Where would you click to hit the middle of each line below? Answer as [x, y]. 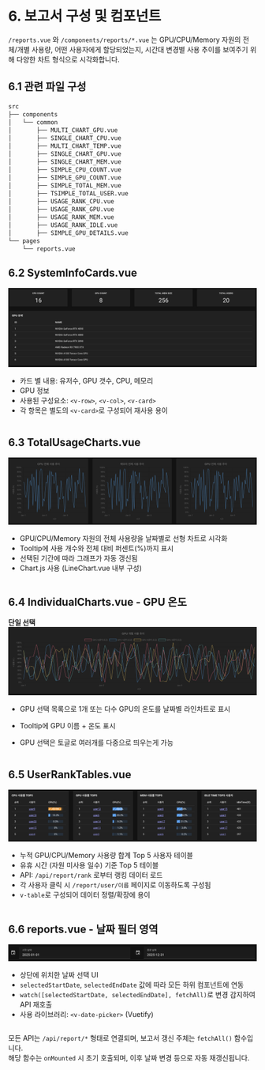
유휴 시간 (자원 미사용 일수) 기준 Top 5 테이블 [89, 865]
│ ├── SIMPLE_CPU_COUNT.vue [65, 170]
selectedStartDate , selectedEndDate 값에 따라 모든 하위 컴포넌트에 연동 [132, 985]
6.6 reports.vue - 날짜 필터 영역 [83, 929]
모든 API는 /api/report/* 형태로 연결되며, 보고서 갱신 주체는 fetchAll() [120, 1038]
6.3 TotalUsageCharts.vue [75, 442]
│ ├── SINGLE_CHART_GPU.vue [65, 154]
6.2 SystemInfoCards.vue [73, 273]
